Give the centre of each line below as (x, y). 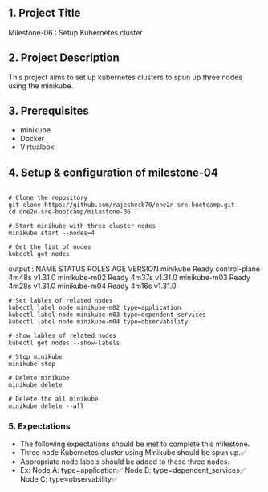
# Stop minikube (35, 357)
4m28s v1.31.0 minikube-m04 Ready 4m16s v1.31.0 (92, 286)
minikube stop (32, 364)
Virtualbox (37, 147)
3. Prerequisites (49, 111)
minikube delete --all (46, 406)
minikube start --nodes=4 (51, 233)
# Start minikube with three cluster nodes (82, 226)
